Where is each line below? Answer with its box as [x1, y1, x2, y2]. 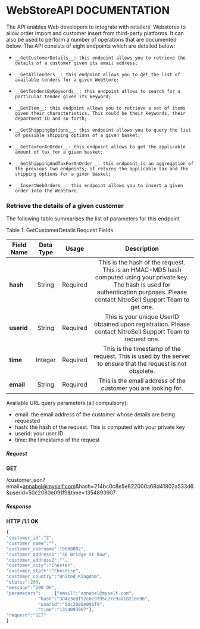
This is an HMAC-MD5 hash [102, 266, 182, 274]
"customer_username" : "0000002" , [6, 546, 86, 552]
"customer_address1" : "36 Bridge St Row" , [6, 552, 111, 558]
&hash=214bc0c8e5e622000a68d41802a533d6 [75, 483, 194, 490]
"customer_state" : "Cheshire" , [6, 568, 82, 574]
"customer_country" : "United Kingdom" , [6, 574, 102, 580]
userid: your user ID [14, 430, 64, 437]
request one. [124, 335, 160, 343]
